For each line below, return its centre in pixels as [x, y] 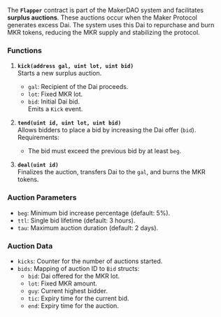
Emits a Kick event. [55, 109]
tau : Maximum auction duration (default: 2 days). [88, 227]
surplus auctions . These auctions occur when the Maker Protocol [102, 17]
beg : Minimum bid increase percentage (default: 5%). [94, 213]
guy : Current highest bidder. [68, 290]
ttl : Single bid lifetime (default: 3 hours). [76, 220]
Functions [24, 50]
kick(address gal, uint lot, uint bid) [76, 66]
